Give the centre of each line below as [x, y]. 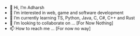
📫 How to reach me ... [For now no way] [50, 28]
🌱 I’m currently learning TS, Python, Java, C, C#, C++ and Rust [72, 18]
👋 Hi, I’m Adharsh [27, 8]
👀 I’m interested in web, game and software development [66, 13]
